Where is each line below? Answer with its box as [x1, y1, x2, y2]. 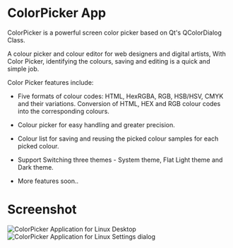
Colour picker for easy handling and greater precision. [17, 120, 175, 129]
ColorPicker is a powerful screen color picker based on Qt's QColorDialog [7, 28, 222, 37]
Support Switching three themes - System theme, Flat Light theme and [17, 155, 223, 164]
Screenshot [7, 201, 77, 218]
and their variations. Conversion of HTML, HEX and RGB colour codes [17, 99, 221, 107]
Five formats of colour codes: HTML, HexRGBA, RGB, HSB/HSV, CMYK [17, 92, 224, 100]
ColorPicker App [7, 5, 107, 21]
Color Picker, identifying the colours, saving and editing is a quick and [7, 57, 210, 65]
